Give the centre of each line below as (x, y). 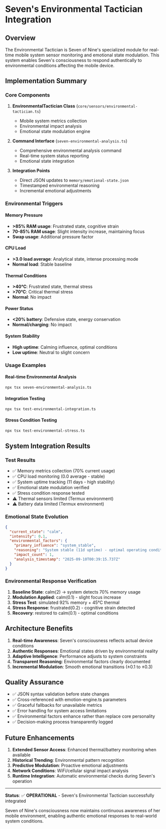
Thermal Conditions (26, 276)
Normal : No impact (32, 297)
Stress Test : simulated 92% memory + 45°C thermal (66, 602)
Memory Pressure (24, 215)
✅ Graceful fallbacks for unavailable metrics (57, 705)
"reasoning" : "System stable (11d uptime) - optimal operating (81, 550)
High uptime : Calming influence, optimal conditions (65, 347)
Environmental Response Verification (51, 581)
